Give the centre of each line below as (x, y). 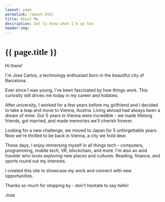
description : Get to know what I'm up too (49, 24)
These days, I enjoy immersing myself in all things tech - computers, (74, 145)
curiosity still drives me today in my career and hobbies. (62, 96)
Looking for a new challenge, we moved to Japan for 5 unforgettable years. (82, 130)
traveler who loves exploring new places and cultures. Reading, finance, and (82, 156)
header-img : (17, 28)
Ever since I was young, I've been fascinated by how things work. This (76, 90)
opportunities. (19, 176)
